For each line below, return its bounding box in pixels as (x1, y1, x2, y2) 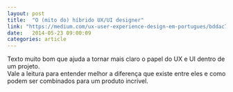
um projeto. (7, 62, 40, 71)
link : (7, 23, 23, 30)
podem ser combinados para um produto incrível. (7, 77, 149, 85)
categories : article (7, 36, 67, 43)
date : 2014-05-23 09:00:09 (7, 29, 92, 37)
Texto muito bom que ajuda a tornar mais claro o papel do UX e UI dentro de (7, 55, 225, 63)
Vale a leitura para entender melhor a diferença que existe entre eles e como (7, 70, 226, 78)
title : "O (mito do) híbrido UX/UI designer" (7, 17, 144, 24)
